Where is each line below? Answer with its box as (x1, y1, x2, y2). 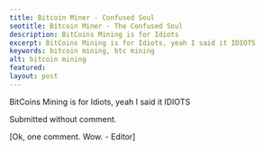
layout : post (9, 72, 59, 81)
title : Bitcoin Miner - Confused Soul (9, 13, 155, 22)
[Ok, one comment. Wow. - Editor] (9, 131, 136, 142)
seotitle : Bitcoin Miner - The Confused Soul (9, 22, 183, 31)
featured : (9, 64, 47, 73)
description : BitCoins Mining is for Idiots (9, 30, 179, 39)
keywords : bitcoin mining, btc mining (9, 47, 155, 56)
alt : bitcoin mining (9, 55, 87, 64)
